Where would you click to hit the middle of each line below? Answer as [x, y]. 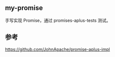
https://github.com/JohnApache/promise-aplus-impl [57, 49]
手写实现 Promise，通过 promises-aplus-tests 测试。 [58, 20]
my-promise [24, 8]
